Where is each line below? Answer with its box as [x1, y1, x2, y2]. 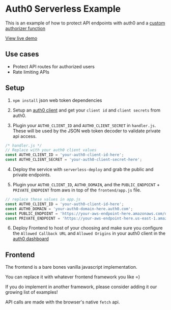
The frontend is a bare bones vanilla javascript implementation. [5, 264, 137, 270]
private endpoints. [12, 172, 51, 178]
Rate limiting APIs [12, 69, 50, 75]
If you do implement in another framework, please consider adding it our [5, 284, 157, 290]
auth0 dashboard [12, 236, 49, 242]
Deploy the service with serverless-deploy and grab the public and [12, 166, 154, 173]
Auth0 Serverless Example [5, 3, 121, 15]
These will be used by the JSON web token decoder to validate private [12, 128, 161, 134]
